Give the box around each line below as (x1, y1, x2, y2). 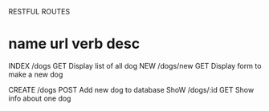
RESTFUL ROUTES (8, 7, 71, 16)
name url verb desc (8, 35, 141, 53)
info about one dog (8, 93, 71, 103)
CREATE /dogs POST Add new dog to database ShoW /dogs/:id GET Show (8, 85, 255, 94)
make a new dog (8, 69, 63, 79)
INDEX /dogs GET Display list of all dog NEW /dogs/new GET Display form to (8, 61, 262, 70)
